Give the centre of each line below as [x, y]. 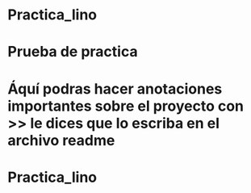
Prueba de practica [73, 52]
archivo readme [61, 140]
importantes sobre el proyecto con [125, 106]
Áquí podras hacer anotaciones [115, 88]
